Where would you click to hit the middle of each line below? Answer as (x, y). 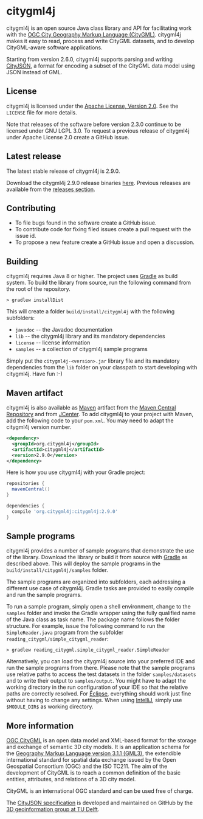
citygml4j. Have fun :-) (34, 374)
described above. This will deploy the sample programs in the (84, 563)
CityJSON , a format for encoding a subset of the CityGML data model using (101, 66)
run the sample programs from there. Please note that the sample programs (101, 668)
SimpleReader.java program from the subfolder (65, 633)
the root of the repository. (39, 289)
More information (40, 726)
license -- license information (53, 343)
